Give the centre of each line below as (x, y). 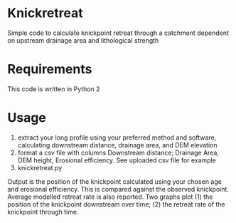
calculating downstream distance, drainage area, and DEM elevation (117, 145)
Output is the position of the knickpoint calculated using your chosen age (114, 181)
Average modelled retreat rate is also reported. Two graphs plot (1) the (110, 197)
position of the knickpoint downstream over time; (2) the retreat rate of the (116, 204)
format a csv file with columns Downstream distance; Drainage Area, (118, 152)
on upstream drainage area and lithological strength (83, 40)
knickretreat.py (40, 167)
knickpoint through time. (43, 212)
